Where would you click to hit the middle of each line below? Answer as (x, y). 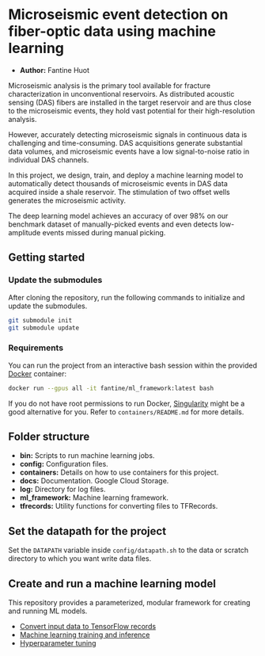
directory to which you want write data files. (80, 559)
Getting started (47, 258)
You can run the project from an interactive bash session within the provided (133, 365)
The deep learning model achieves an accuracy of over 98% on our (118, 215)
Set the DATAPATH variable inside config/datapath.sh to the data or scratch (129, 550)
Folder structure (49, 436)
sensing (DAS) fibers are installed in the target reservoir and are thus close (130, 102)
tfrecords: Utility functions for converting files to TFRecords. (119, 506)
